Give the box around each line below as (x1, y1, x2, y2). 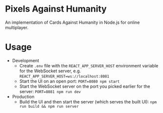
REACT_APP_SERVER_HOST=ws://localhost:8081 (19, 74, 110, 79)
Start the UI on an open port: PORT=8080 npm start (19, 78, 120, 84)
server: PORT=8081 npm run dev (19, 88, 81, 94)
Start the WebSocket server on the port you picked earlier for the (19, 83, 150, 89)
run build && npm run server (19, 104, 79, 109)
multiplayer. (5, 24, 28, 30)
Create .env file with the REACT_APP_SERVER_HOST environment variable (19, 63, 159, 68)
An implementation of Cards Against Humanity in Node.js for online (5, 19, 140, 25)
